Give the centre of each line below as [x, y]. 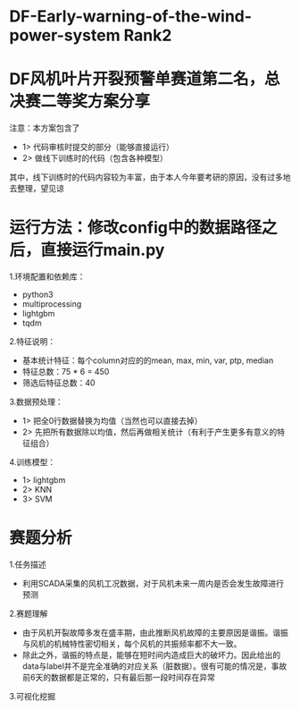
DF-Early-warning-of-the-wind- [131, 17]
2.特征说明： [33, 342]
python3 [37, 295]
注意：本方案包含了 [45, 128]
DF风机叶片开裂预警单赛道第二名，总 [145, 79]
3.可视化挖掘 [33, 696]
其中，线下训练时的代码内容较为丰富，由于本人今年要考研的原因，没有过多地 [150, 177]
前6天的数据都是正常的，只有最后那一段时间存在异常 [119, 677]
